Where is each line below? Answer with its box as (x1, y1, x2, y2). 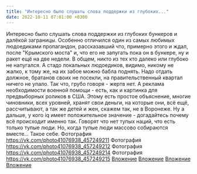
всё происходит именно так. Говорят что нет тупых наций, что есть (6, 118, 176, 125)
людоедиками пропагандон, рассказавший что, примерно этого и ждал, (6, 42, 189, 50)
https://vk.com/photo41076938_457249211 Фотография (6, 136, 142, 143)
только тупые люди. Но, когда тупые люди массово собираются (6, 124, 168, 131)
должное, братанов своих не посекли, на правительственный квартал (6, 74, 183, 81)
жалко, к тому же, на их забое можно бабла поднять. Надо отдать (6, 68, 173, 75)
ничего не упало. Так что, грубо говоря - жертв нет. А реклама (6, 80, 165, 87)
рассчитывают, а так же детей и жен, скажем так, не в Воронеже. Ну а (6, 105, 185, 112)
